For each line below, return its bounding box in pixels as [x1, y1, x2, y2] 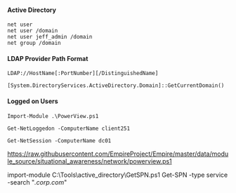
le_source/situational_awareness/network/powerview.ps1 [7, 157, 172, 165]
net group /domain [7, 39, 61, 47]
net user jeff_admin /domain [7, 34, 93, 41]
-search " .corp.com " [7, 178, 67, 186]
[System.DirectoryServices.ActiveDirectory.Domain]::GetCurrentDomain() [7, 82, 225, 89]
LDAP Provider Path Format [7, 54, 88, 62]
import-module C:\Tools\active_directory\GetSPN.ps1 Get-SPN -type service [7, 171, 228, 179]
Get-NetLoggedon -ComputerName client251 [7, 125, 131, 132]
